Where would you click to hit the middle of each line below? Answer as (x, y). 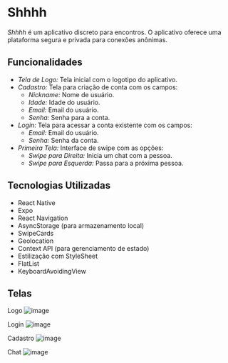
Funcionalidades (45, 63)
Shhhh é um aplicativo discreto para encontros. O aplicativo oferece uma (114, 32)
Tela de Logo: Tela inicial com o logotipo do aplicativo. (98, 79)
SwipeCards (36, 233)
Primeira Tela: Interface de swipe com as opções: (90, 148)
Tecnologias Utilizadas (59, 185)
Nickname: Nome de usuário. (71, 94)
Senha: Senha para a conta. (69, 117)
